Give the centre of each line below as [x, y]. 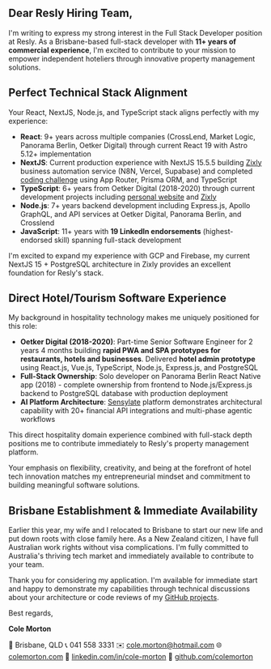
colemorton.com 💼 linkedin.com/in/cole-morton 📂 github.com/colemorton [131, 657]
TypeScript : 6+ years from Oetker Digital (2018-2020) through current [138, 188]
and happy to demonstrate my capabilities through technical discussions [129, 589]
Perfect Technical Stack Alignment [98, 93]
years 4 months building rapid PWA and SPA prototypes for [120, 351]
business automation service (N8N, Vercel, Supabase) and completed [136, 171]
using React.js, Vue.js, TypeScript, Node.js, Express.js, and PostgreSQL [139, 368]
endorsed [36, 240]
